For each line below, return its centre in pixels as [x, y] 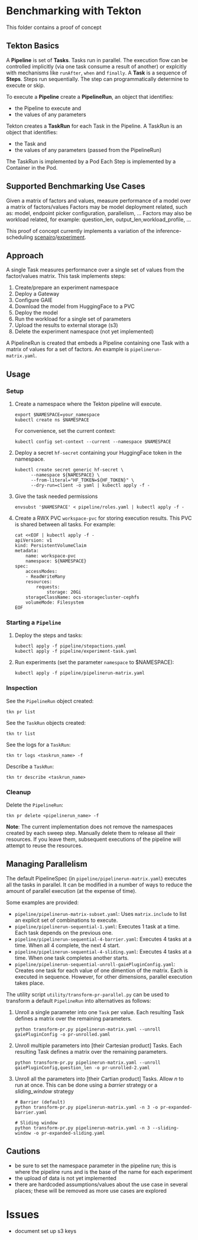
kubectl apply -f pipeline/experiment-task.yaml [76, 652]
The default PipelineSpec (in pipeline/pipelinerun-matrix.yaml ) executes [96, 878]
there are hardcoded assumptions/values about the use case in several [101, 1184]
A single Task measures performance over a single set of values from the [95, 270]
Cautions [23, 1151]
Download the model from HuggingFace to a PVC [74, 306]
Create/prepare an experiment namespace [66, 287]
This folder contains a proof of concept [54, 27]
